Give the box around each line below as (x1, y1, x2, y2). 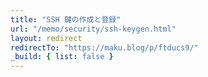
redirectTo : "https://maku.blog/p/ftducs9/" (10, 42, 199, 53)
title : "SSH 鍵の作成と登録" (10, 14, 122, 25)
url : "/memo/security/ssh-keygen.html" (10, 24, 177, 34)
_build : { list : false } (10, 52, 114, 62)
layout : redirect (10, 33, 83, 43)
